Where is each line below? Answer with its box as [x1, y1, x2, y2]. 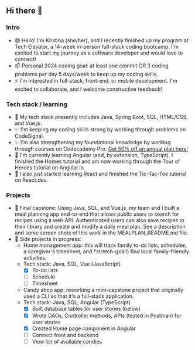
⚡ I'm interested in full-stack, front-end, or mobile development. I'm [14, 77, 177, 84]
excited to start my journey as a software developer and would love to [14, 49, 183, 56]
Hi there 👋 [6, 6, 43, 16]
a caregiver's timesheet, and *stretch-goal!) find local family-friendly [23, 248, 189, 255]
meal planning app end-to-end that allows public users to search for [14, 210, 180, 218]
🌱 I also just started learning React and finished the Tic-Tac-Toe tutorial [14, 170, 187, 177]
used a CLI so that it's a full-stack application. [23, 293, 134, 300]
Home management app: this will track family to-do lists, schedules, [23, 242, 187, 249]
